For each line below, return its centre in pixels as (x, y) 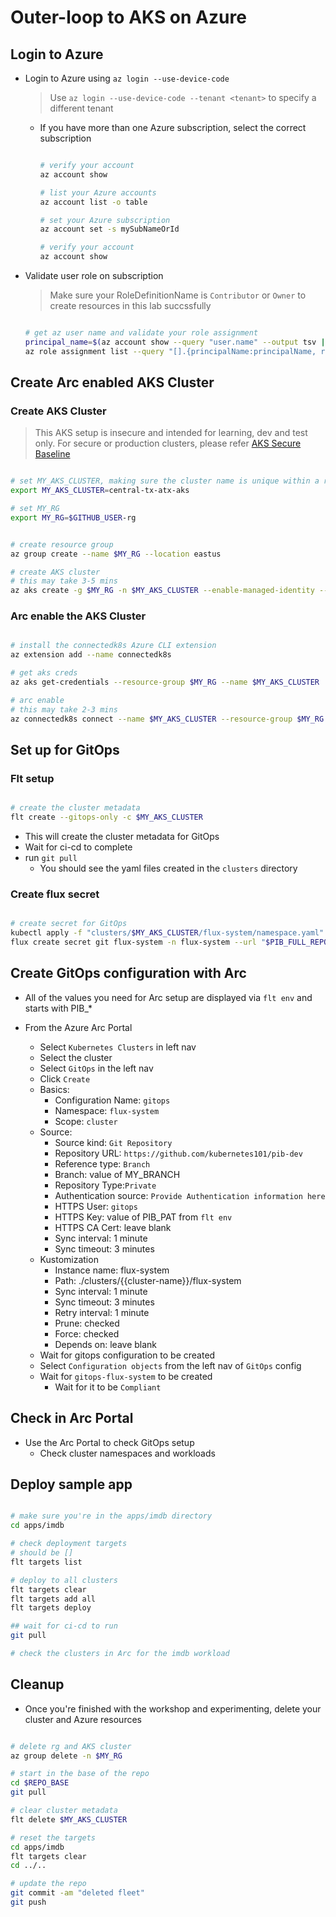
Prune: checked (87, 1323)
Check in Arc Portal (72, 1418)
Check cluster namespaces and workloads (127, 1453)
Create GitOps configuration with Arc (128, 973)
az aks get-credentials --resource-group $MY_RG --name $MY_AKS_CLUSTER (165, 682)
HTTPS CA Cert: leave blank (113, 1227)
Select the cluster (76, 1057)
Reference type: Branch (102, 1163)
